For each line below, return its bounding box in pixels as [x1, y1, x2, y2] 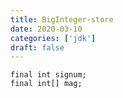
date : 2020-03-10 [10, 24, 83, 34]
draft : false [10, 42, 65, 53]
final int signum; [10, 70, 87, 80]
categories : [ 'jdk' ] [10, 33, 97, 43]
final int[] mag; [10, 79, 83, 89]
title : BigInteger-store [10, 14, 114, 25]
